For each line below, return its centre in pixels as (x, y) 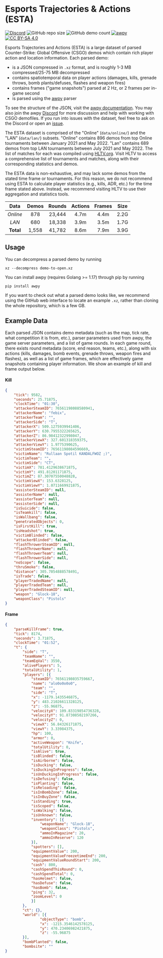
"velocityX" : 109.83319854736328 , (66, 711)
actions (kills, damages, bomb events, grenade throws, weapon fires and (78, 353)
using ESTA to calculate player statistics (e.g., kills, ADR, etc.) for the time (79, 183)
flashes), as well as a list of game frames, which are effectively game (74, 358)
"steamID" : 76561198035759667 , (63, 679)
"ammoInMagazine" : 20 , (63, 833)
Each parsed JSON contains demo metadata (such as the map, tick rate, (77, 332)
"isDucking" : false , (52, 765)
